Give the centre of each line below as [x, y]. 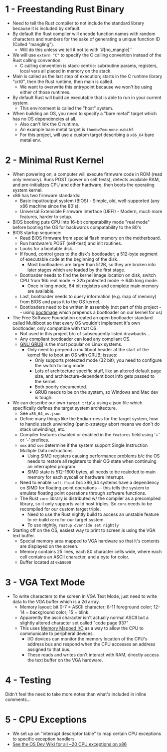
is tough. [44, 397]
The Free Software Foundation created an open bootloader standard [83, 317]
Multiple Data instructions [46, 450]
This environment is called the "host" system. [67, 108]
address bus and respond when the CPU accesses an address [91, 644]
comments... [18, 699]
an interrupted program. [52, 466]
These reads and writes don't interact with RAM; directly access [93, 654]
